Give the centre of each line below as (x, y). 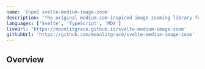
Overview (25, 60)
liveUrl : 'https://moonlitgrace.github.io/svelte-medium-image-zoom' (97, 29)
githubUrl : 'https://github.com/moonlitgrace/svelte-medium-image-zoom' (101, 35)
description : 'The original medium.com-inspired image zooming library (99, 18)
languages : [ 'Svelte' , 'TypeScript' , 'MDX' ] (64, 23)
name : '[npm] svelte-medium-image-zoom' (59, 12)
